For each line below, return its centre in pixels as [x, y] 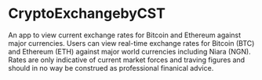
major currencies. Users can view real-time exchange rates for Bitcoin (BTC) [131, 43]
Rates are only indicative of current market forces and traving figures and [127, 60]
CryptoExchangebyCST [87, 14]
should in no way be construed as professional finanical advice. [111, 68]
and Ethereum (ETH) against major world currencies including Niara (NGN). [129, 51]
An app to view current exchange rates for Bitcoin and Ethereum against [125, 35]
